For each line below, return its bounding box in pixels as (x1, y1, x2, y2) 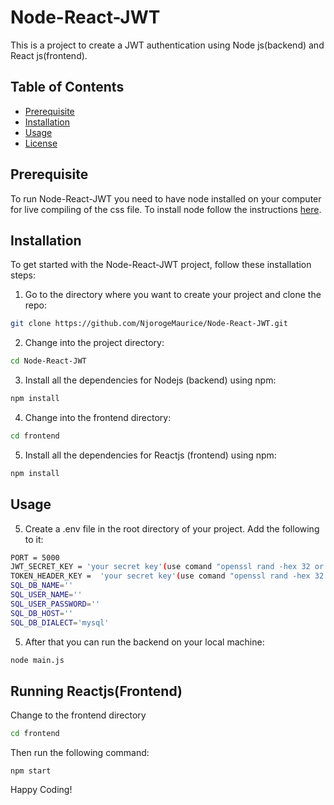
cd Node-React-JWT (10, 356, 87, 366)
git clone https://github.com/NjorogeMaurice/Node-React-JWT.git (10, 319, 288, 329)
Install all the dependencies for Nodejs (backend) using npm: (24, 374, 277, 386)
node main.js (10, 655, 65, 665)
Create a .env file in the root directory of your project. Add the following (24, 522, 320, 535)
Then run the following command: (10, 747, 150, 759)
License (24, 137, 58, 149)
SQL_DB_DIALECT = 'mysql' (10, 617, 110, 628)
